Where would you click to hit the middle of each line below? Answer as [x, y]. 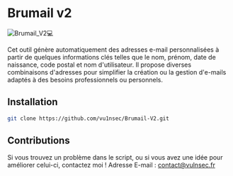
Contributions [39, 141]
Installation [33, 102]
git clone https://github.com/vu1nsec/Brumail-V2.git [89, 119]
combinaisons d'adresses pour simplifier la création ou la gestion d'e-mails [117, 72]
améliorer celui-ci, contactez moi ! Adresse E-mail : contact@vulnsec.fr [112, 165]
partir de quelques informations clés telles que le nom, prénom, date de [112, 57]
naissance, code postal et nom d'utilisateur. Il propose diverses [100, 65]
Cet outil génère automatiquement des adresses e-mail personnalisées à [113, 49]
